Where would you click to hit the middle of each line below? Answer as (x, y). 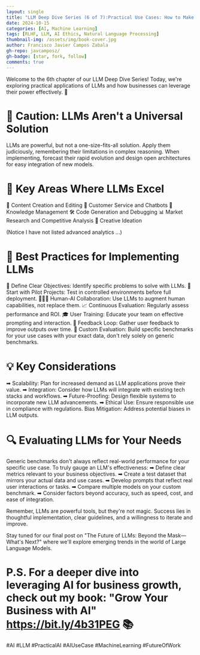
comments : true (25, 62)
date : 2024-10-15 (28, 23)
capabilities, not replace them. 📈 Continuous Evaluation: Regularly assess (98, 305)
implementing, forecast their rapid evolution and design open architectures (98, 158)
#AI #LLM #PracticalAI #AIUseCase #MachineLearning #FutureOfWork (94, 645)
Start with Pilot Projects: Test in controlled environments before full (89, 292)
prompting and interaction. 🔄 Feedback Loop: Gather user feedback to (93, 323)
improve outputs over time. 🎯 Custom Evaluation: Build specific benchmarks (100, 329)
